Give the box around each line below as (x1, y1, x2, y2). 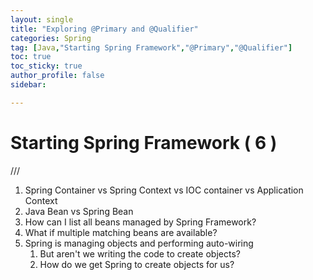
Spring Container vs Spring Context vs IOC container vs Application (24, 184, 304, 196)
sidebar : (10, 80, 47, 90)
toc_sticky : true (10, 61, 83, 71)
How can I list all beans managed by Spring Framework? (24, 216, 257, 228)
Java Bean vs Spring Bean (24, 205, 134, 217)
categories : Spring (10, 33, 92, 43)
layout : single (10, 14, 74, 25)
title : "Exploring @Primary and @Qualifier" (10, 24, 199, 34)
